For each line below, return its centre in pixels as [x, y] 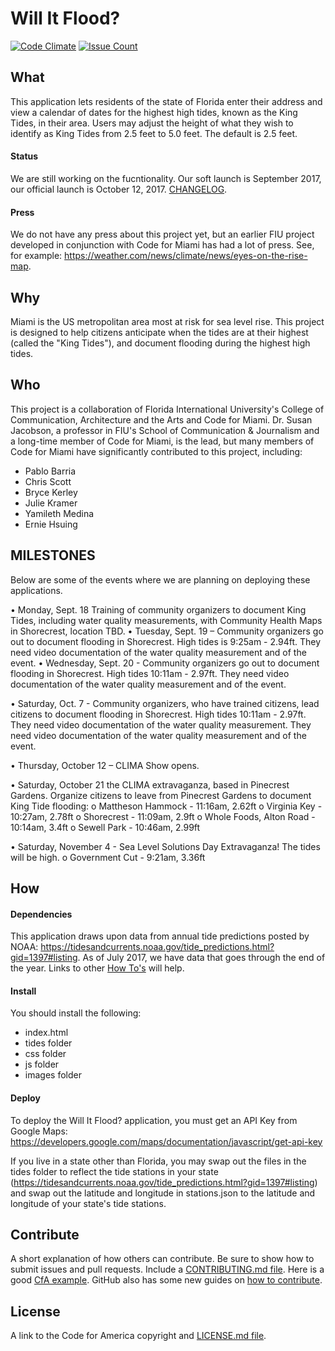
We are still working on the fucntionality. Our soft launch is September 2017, [166, 178]
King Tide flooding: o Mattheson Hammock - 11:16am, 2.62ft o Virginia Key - [166, 806]
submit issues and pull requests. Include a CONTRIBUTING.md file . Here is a [167, 1269]
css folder [45, 1054]
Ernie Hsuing [51, 524]
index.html [46, 1033]
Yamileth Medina [59, 513]
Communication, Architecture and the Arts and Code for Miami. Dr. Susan [161, 419]
